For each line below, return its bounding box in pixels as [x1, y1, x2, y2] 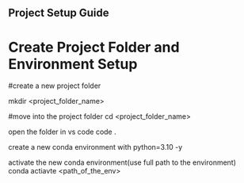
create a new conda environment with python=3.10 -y [8, 143, 183, 152]
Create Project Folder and [8, 38, 180, 56]
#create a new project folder [8, 81, 101, 90]
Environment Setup [8, 55, 138, 73]
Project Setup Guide [8, 6, 109, 20]
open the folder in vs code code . [8, 127, 116, 137]
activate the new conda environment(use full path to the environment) [8, 158, 236, 167]
